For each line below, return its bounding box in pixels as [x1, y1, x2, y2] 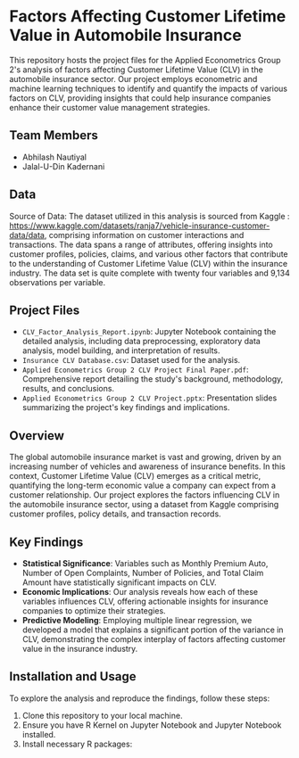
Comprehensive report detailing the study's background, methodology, [21, 374, 284, 384]
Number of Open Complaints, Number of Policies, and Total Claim [21, 568, 264, 578]
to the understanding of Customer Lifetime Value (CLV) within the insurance [9, 258, 288, 268]
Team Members [9, 128, 98, 144]
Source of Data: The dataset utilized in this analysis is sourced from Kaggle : [9, 210, 290, 221]
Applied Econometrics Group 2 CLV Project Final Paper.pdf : [21, 364, 249, 375]
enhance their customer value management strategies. [9, 102, 211, 112]
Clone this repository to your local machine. [21, 710, 183, 721]
